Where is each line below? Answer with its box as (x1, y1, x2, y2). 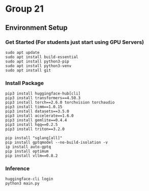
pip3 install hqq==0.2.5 (5, 122, 58, 128)
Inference (5, 165, 30, 172)
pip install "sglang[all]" (5, 136, 63, 141)
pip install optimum (5, 149, 49, 154)
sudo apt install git (5, 68, 51, 73)
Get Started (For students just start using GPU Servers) (5, 39, 144, 46)
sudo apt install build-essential (5, 54, 79, 59)
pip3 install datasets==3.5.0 (5, 109, 70, 114)
